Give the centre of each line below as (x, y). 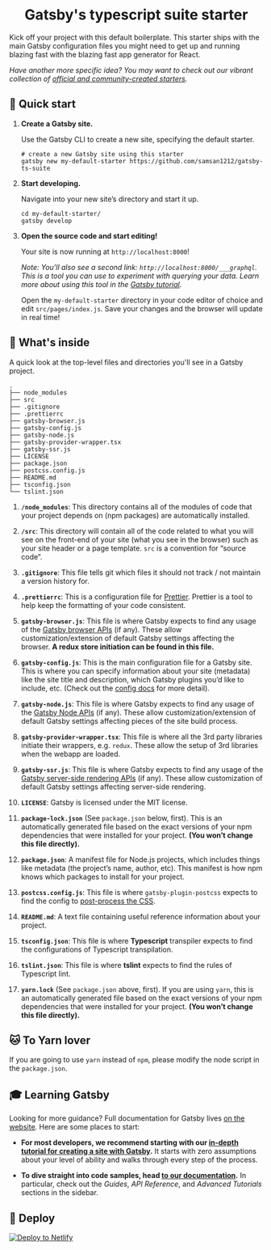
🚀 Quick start (42, 104)
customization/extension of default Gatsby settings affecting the (127, 638)
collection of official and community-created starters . (98, 78)
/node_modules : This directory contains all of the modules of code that (136, 506)
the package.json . (38, 1068)
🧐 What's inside (50, 342)
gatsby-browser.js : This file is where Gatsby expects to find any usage (138, 621)
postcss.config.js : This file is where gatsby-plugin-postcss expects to (139, 892)
